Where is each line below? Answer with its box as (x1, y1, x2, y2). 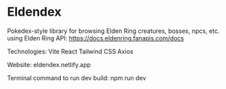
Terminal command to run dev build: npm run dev (7, 73, 147, 82)
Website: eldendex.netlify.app (7, 60, 91, 68)
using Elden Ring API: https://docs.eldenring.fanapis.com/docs (7, 34, 184, 42)
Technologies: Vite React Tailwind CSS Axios (7, 47, 134, 55)
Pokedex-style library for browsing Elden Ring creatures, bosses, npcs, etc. (7, 27, 221, 35)
